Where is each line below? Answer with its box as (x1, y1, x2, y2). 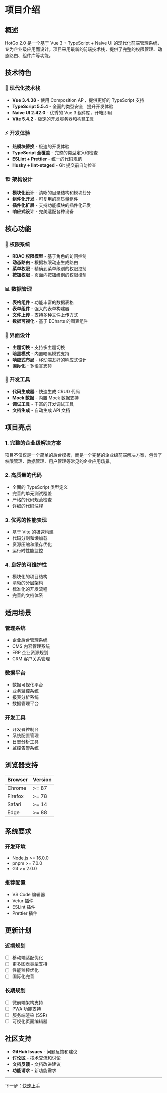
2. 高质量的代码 (5, 472, 42, 479)
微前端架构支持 (12, 999, 43, 1005)
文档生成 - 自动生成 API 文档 (12, 407, 71, 413)
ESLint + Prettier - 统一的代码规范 (12, 156, 82, 162)
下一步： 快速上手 (5, 1082, 40, 1089)
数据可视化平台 (12, 682, 43, 688)
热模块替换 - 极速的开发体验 (12, 143, 70, 149)
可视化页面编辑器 (12, 1018, 48, 1024)
